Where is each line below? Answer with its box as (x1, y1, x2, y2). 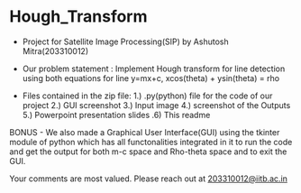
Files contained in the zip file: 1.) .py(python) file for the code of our (22, 90, 273, 101)
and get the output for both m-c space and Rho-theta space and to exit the (9, 146, 287, 157)
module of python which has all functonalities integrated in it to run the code (9, 136, 293, 147)
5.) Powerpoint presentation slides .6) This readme (22, 109, 211, 120)
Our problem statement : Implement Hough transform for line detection (22, 63, 286, 74)
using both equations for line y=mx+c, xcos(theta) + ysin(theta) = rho (22, 72, 280, 83)
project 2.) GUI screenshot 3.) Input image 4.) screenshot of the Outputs (22, 99, 291, 110)
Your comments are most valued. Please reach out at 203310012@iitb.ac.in (9, 173, 288, 184)
